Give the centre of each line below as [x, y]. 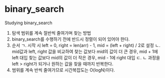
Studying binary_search [29, 23]
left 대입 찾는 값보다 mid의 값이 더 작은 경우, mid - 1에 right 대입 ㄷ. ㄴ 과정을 [86, 57]
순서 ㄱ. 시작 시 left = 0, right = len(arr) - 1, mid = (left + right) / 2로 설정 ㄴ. [86, 45]
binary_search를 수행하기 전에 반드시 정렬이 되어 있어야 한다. [71, 39]
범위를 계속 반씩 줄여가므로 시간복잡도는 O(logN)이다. [63, 70]
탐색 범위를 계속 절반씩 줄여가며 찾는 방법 [51, 33]
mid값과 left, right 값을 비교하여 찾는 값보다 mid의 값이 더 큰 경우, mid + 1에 [85, 51]
